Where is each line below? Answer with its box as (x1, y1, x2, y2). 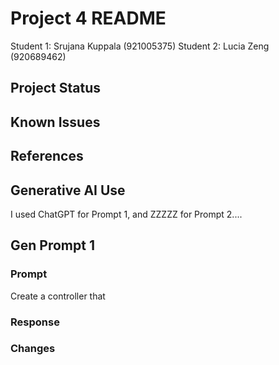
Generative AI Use (10, 182, 126, 199)
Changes (10, 342, 56, 356)
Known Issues (10, 113, 101, 131)
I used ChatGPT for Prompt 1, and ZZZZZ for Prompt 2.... (10, 208, 243, 220)
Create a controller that (10, 290, 106, 302)
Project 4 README (10, 7, 167, 30)
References (10, 148, 84, 165)
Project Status (10, 80, 102, 97)
